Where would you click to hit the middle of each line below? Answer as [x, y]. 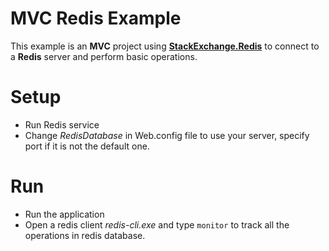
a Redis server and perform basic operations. [104, 56]
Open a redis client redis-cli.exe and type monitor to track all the [157, 224]
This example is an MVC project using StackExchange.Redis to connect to [165, 46]
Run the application [64, 214]
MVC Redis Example [96, 18]
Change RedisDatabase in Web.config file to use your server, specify [167, 135]
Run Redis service [62, 124]
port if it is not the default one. [87, 146]
